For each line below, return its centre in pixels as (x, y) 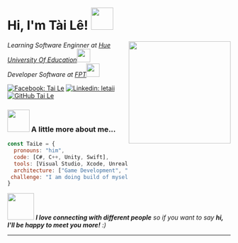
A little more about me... (73, 129)
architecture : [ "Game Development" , (68, 171)
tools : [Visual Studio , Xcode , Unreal (71, 163)
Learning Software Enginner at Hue (59, 45)
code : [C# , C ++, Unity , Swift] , (62, 157)
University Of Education (42, 60)
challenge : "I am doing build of (60, 177)
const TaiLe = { (31, 144)
